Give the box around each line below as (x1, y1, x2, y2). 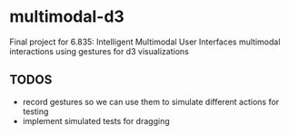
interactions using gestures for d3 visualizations (9, 45, 189, 56)
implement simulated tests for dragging (22, 115, 170, 126)
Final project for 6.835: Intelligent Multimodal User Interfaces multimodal (9, 36, 281, 47)
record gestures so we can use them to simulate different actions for (22, 96, 280, 107)
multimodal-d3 (9, 6, 125, 27)
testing (22, 106, 49, 117)
